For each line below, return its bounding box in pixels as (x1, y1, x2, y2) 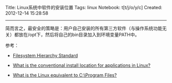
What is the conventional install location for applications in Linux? (12, 62, 151, 68)
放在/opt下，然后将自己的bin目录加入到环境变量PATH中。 (18, 32, 140, 37)
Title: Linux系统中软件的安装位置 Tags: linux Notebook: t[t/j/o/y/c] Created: (5, 5, 163, 10)
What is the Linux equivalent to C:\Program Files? (12, 72, 117, 78)
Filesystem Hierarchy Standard (12, 53, 78, 58)
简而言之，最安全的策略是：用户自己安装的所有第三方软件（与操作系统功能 (5, 25, 162, 31)
